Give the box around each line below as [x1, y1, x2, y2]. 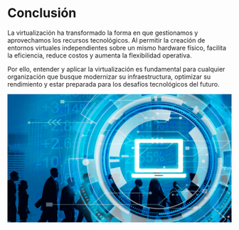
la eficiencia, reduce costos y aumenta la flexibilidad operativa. [7, 51, 192, 60]
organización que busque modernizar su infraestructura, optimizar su [7, 72, 211, 81]
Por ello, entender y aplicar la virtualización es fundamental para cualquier [7, 65, 225, 73]
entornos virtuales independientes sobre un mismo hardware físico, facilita [7, 43, 226, 52]
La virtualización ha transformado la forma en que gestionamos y [7, 28, 198, 37]
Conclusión [7, 5, 77, 21]
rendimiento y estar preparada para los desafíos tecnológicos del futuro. [7, 80, 220, 88]
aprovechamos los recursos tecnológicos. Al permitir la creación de [7, 35, 206, 44]
